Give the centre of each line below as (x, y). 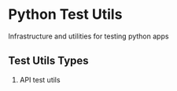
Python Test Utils (65, 15)
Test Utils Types (48, 61)
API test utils (40, 79)
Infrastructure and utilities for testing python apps (88, 36)
